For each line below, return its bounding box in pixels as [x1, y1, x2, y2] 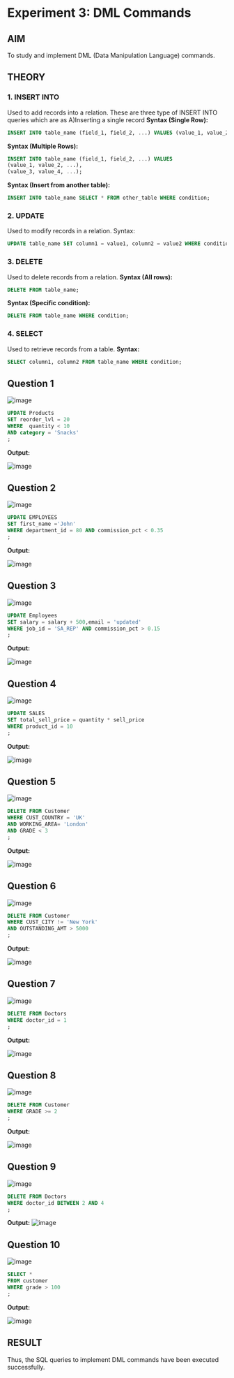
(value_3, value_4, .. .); [7, 168, 82, 175]
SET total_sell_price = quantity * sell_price [7, 716, 145, 724]
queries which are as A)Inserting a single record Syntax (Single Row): [7, 115, 209, 124]
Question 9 [7, 1161, 56, 1173]
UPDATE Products [7, 410, 54, 417]
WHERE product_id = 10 [7, 723, 73, 730]
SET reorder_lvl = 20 [7, 416, 70, 423]
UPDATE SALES [7, 710, 45, 717]
